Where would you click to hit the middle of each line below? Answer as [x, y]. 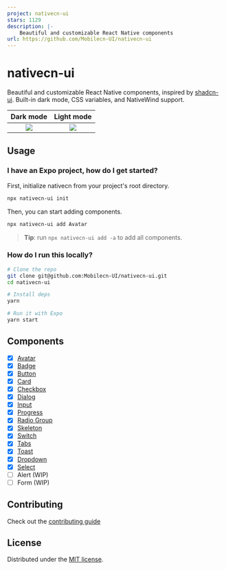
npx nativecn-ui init [38, 198]
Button [26, 374]
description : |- [30, 26]
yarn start [23, 320]
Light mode [73, 116]
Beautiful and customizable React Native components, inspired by [100, 92]
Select [26, 467]
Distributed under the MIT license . [55, 560]
